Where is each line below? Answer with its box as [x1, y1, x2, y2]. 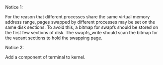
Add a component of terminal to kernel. [5, 54, 85, 60]
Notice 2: [5, 45, 24, 50]
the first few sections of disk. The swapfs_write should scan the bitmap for [5, 30, 158, 35]
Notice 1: [5, 4, 23, 10]
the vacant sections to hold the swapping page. [5, 35, 103, 41]
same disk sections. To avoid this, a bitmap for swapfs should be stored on [5, 24, 158, 30]
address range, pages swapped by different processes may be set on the [5, 19, 156, 25]
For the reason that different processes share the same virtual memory [5, 14, 150, 19]
